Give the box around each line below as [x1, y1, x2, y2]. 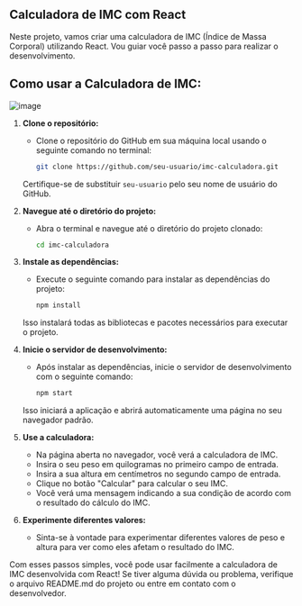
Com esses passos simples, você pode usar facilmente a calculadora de [9, 559, 278, 570]
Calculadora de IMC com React [9, 7, 187, 23]
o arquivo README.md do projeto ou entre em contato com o [9, 578, 236, 589]
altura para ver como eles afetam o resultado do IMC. [35, 542, 234, 553]
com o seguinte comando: [35, 371, 133, 382]
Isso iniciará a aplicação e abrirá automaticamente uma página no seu [22, 405, 282, 416]
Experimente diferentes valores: [22, 515, 146, 526]
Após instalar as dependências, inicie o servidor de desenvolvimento [35, 362, 292, 373]
